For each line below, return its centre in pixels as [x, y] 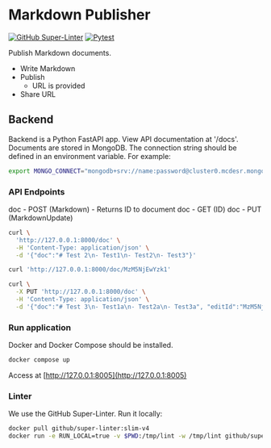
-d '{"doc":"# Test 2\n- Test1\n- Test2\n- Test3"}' [106, 255]
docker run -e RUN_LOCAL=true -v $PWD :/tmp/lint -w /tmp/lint [115, 436]
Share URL [38, 94]
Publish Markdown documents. [60, 52]
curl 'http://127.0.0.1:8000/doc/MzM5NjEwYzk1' [90, 270]
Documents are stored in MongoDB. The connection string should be [123, 148]
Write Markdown [48, 68]
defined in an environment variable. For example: [90, 156]
